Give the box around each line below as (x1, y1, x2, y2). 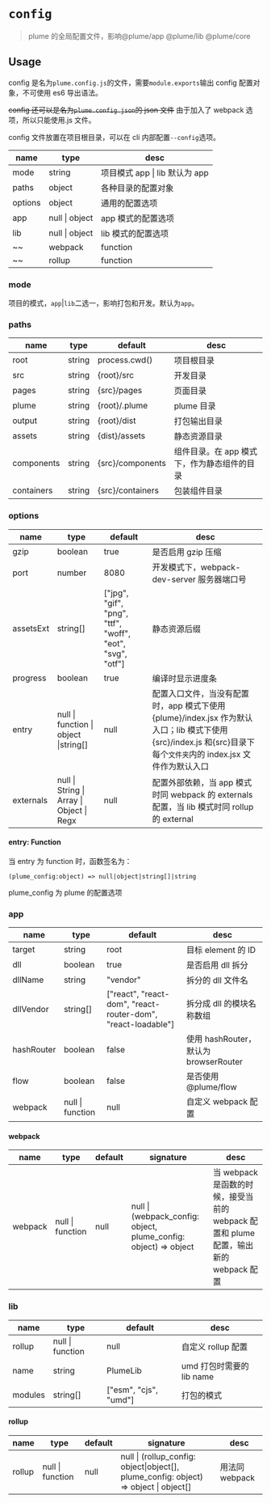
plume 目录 (173, 400, 216, 412)
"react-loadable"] (106, 1018, 175, 1030)
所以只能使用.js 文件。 (22, 115, 96, 125)
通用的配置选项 (100, 197, 158, 209)
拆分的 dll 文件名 (186, 975, 248, 986)
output (12, 415, 38, 426)
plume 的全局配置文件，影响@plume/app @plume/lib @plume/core (27, 31, 251, 40)
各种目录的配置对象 (100, 182, 174, 193)
